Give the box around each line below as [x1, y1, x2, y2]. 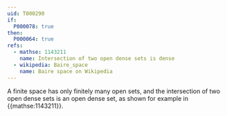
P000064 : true [13, 36, 54, 43]
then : [7, 29, 23, 37]
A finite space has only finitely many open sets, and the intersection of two [7, 87, 220, 95]
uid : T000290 [7, 10, 45, 17]
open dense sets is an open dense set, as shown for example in [7, 94, 189, 102]
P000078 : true [13, 23, 54, 30]
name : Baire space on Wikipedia [19, 68, 113, 75]
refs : [7, 42, 23, 49]
